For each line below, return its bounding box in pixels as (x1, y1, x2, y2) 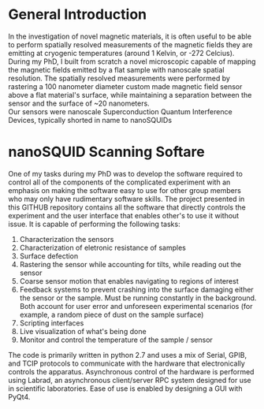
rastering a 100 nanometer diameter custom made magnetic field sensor (8, 81, 243, 91)
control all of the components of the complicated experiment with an (8, 177, 231, 187)
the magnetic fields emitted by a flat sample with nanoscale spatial (8, 65, 225, 74)
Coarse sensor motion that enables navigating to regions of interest (19, 276, 239, 285)
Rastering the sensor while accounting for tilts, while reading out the (19, 259, 242, 269)
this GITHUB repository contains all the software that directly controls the (8, 203, 246, 212)
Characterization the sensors (19, 234, 114, 244)
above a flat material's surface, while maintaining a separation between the (8, 90, 252, 99)
